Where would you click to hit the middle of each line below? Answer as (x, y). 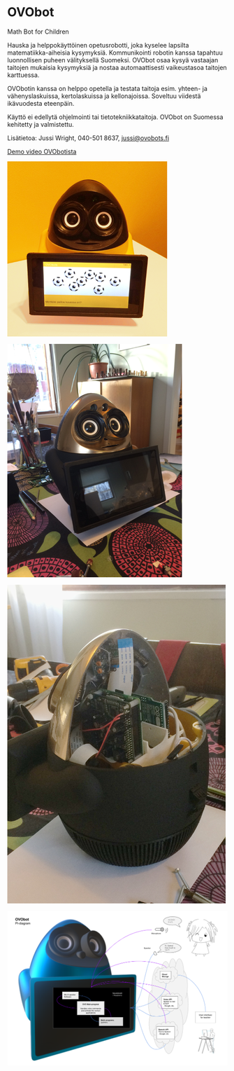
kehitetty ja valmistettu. (41, 124)
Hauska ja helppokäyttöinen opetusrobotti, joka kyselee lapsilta (98, 45)
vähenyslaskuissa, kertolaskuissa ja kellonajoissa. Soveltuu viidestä (104, 96)
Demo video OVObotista (42, 151)
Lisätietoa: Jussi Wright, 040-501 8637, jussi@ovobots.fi (88, 138)
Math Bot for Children (38, 32)
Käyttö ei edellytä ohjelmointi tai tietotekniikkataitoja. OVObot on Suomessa (115, 117)
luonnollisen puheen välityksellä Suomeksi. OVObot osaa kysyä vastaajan (113, 60)
